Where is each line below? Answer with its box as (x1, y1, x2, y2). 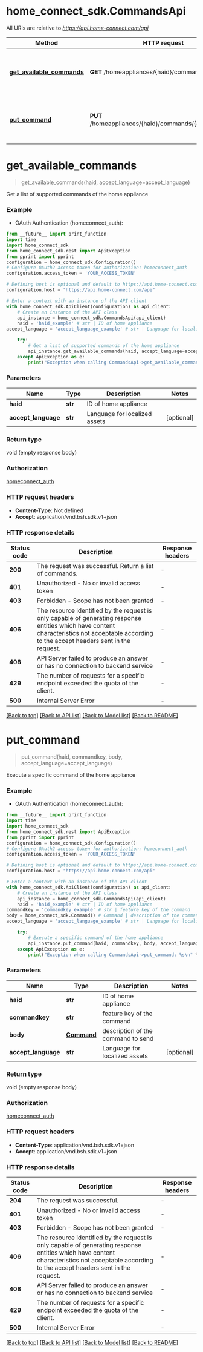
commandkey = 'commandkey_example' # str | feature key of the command (6, 907, 190, 913)
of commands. (37, 569, 78, 578)
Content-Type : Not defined (14, 507, 83, 514)
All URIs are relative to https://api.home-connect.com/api (6, 24, 149, 31)
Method (35, 38, 59, 47)
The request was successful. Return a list (37, 562, 154, 570)
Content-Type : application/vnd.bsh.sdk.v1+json (14, 1141, 135, 1149)
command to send (102, 1034, 154, 1043)
